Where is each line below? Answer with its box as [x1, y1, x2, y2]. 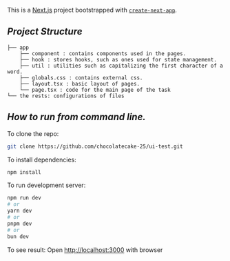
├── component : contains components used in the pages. [19, 50, 187, 57]
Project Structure [7, 26, 83, 37]
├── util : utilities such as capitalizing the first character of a [19, 62, 224, 69]
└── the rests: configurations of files [7, 93, 125, 99]
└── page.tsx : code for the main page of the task [19, 86, 171, 93]
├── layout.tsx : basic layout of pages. [19, 80, 140, 87]
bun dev [7, 233, 30, 240]
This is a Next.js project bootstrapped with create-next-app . [7, 6, 178, 14]
